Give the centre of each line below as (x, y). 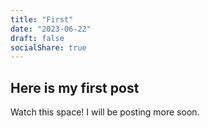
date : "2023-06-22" (51, 29)
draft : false (37, 38)
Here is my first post (75, 87)
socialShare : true (48, 47)
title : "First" (42, 19)
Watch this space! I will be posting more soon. (105, 112)
